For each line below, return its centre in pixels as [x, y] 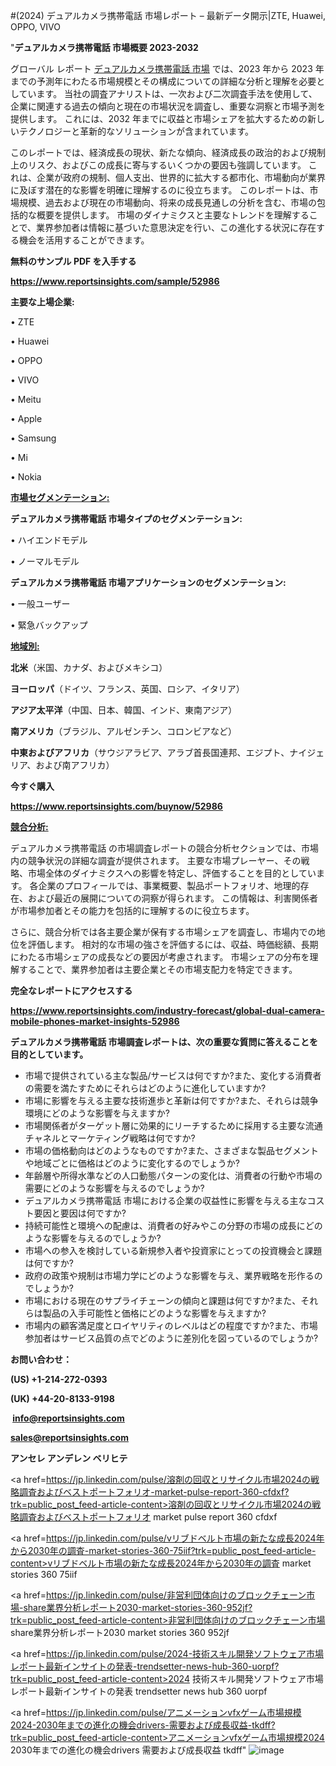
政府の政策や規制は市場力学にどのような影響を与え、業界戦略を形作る [169, 1275]
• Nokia [26, 477]
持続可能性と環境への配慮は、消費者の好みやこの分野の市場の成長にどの [173, 1225]
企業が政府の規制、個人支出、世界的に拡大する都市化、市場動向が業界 [181, 177]
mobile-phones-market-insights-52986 [95, 1021]
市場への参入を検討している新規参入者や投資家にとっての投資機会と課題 [173, 1250]
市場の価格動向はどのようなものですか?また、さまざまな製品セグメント [171, 1150]
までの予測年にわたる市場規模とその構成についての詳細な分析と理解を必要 [163, 81]
